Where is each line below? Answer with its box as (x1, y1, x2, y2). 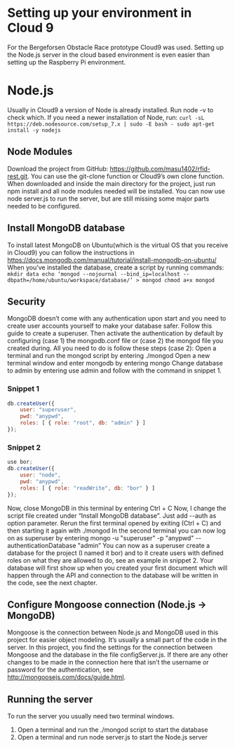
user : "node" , (20, 472, 61, 479)
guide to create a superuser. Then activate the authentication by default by (7, 329, 223, 338)
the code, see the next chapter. (7, 578, 98, 587)
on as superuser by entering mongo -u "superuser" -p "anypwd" (7, 533, 194, 542)
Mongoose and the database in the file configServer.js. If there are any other (7, 650, 229, 659)
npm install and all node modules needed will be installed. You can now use (7, 187, 226, 195)
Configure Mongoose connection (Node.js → (7, 599, 207, 610)
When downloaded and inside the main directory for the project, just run (7, 179, 216, 187)
